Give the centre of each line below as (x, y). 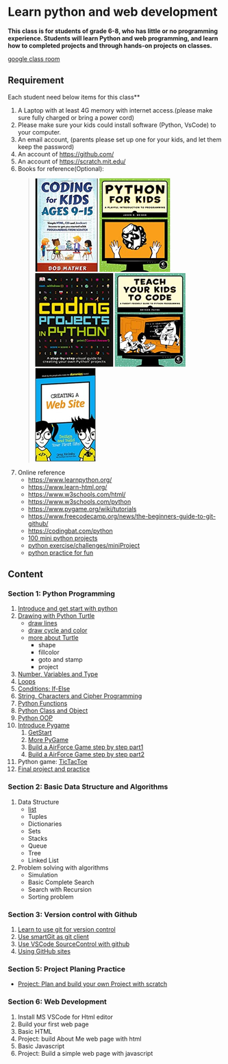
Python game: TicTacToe (52, 762)
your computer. (39, 132)
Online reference (41, 472)
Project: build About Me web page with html (79, 1039)
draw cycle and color (58, 631)
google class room (34, 58)
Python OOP (35, 718)
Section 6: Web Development (57, 1002)
